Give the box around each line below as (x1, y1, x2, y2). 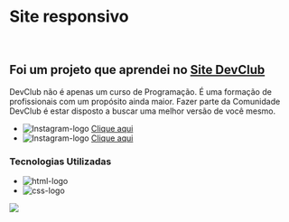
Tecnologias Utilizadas (9, 155, 112, 168)
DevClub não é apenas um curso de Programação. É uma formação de (9, 86, 273, 97)
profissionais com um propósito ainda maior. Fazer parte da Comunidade (9, 96, 281, 106)
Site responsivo (9, 6, 129, 27)
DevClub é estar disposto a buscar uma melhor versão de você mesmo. (9, 106, 276, 116)
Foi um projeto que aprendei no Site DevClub (9, 62, 266, 78)
